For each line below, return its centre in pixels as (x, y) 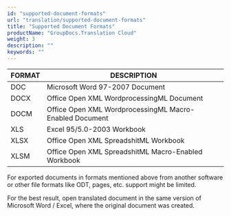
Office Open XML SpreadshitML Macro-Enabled (125, 151)
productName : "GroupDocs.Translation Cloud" (72, 33)
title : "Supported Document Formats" (61, 26)
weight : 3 (21, 39)
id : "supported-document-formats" (57, 13)
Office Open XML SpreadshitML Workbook (116, 140)
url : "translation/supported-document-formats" (77, 20)
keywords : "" (26, 52)
